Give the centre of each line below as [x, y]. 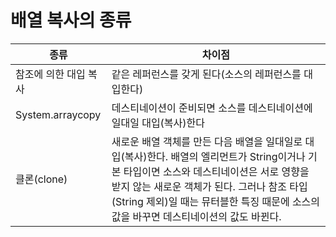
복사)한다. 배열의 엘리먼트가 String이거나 [215, 156]
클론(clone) [41, 179]
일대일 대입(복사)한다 [158, 123]
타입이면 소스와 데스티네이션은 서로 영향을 [216, 171]
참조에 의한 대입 [50, 74]
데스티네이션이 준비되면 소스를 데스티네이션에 [212, 108]
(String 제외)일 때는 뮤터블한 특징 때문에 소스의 [216, 201]
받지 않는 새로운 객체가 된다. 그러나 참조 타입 [209, 186]
